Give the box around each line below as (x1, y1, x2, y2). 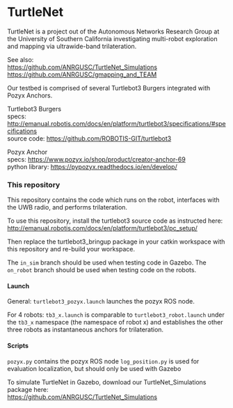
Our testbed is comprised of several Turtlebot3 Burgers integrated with (7, 84, 211, 92)
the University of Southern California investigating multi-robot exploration (7, 34, 218, 42)
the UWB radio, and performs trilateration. (7, 203, 127, 212)
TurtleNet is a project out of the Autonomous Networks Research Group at (7, 27, 220, 36)
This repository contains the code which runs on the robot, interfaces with (7, 196, 220, 204)
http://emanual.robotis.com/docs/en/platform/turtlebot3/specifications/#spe (7, 119, 226, 127)
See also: (7, 55, 34, 63)
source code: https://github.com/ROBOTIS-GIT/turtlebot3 (7, 134, 172, 143)
